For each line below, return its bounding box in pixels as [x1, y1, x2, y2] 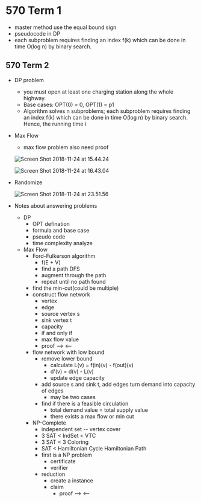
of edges [41, 387, 64, 394]
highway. [23, 94, 46, 101]
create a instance [50, 476, 94, 484]
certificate [50, 457, 76, 465]
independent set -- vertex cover [41, 425, 121, 432]
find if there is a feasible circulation [41, 400, 129, 407]
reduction [41, 470, 66, 478]
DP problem [14, 76, 45, 83]
